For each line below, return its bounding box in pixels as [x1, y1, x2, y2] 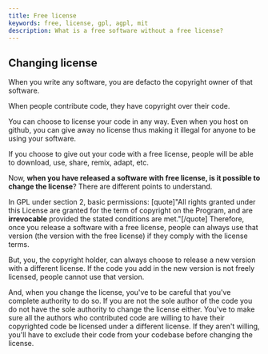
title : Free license [8, 11, 78, 20]
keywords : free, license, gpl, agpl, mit [8, 19, 149, 27]
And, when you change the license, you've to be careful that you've [8, 288, 231, 297]
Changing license [8, 56, 98, 70]
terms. [8, 240, 30, 249]
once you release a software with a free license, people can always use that [8, 223, 258, 233]
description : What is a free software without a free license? [8, 26, 224, 34]
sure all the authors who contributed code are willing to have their [8, 313, 226, 323]
